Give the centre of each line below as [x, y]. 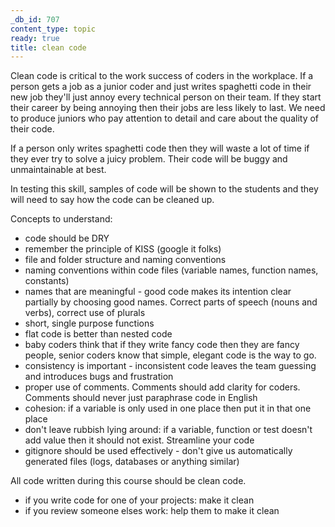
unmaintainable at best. [58, 170]
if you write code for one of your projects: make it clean [139, 500]
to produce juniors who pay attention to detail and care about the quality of [165, 118]
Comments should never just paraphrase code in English [141, 398]
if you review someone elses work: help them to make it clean [152, 511]
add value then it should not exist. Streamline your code [139, 440]
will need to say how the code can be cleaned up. [112, 200]
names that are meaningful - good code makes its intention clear [158, 292]
